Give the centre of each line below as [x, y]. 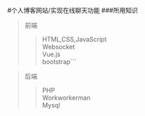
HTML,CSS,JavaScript [74, 39]
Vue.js [51, 54]
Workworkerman [66, 98]
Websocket [58, 47]
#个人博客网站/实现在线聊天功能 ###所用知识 [73, 10]
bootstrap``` [59, 62]
